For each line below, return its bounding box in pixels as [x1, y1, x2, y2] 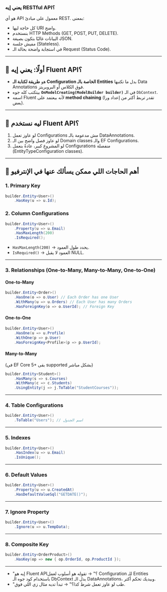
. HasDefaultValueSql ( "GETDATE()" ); [14, 492, 88, 497]
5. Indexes [5, 434, 31, 441]
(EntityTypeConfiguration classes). [12, 148, 83, 154]
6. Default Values [5, 471, 48, 478]
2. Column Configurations [5, 210, 69, 217]
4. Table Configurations [5, 402, 64, 409]
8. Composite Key [5, 541, 49, 548]
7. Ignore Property [5, 509, 50, 515]
